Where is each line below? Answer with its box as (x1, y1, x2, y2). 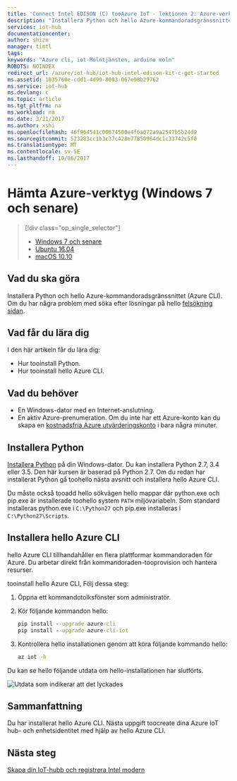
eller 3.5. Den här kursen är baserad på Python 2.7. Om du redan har (7, 467, 206, 477)
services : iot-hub (7, 23, 61, 30)
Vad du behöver (7, 387, 79, 399)
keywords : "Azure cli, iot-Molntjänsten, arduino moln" (7, 56, 175, 64)
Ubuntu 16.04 (35, 244, 75, 253)
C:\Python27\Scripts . (7, 511, 70, 520)
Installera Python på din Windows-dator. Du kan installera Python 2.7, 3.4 (7, 460, 220, 469)
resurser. (7, 566, 34, 574)
